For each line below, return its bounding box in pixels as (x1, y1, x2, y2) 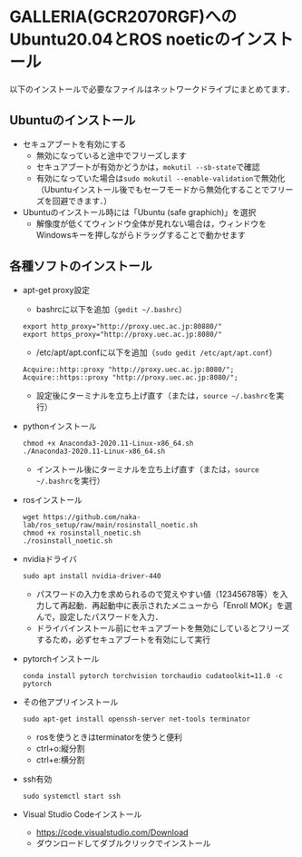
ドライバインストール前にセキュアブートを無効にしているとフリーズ (35, 622, 290, 634)
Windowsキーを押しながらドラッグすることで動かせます (35, 229, 247, 240)
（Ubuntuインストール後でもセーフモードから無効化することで (35, 183, 270, 194)
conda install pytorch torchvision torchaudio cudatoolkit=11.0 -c (22, 671, 283, 680)
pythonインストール (22, 420, 97, 431)
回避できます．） (52, 195, 112, 206)
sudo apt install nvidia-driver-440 (22, 571, 161, 580)
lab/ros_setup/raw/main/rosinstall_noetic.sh (22, 520, 198, 529)
